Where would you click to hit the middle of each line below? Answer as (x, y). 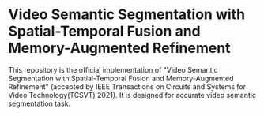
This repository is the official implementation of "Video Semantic (113, 69)
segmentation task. (40, 103)
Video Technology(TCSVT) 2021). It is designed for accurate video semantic (132, 95)
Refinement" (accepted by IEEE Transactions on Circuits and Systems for (127, 86)
